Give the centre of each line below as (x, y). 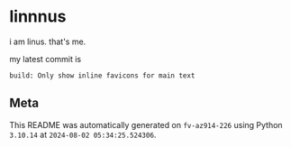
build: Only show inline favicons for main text (102, 75)
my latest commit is (45, 59)
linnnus (38, 17)
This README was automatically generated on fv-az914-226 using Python (146, 124)
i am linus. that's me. (48, 41)
